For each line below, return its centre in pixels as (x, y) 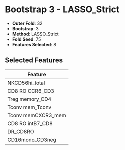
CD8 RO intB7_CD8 (30, 123)
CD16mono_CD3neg (32, 140)
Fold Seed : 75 (27, 39)
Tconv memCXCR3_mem (37, 115)
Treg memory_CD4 (29, 99)
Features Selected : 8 (34, 44)
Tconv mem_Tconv (30, 107)
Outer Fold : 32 (27, 23)
